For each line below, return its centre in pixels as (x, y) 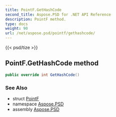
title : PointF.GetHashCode (33, 10)
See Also (16, 87)
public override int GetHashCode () (42, 75)
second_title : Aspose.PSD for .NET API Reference (58, 15)
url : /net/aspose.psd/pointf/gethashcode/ (50, 33)
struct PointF (26, 98)
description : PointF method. (36, 19)
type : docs (17, 24)
